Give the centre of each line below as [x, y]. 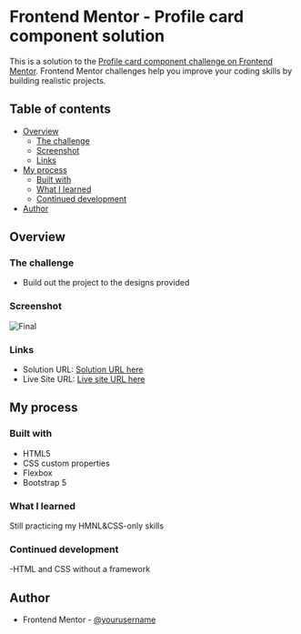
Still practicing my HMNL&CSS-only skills [87, 526]
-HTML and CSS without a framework [80, 569]
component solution [87, 36]
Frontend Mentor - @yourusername [89, 619]
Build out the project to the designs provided [106, 283]
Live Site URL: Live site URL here [84, 379]
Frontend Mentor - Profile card [126, 17]
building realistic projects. [58, 80]
